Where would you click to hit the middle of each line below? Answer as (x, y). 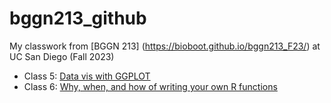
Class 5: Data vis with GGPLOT (87, 76)
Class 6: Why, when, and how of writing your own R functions (150, 86)
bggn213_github (78, 18)
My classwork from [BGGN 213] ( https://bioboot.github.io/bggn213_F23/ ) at (165, 46)
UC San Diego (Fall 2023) (62, 56)
